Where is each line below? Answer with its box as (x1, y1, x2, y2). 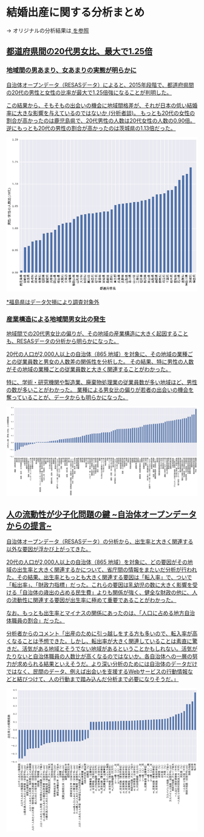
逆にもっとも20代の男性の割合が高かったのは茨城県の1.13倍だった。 (6, 124, 176, 131)
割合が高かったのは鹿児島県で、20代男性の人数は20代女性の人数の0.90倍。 (6, 117, 196, 124)
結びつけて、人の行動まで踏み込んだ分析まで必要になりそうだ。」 (16, 676, 179, 683)
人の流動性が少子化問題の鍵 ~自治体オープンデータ (6, 509, 197, 519)
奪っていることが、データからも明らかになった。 (6, 394, 129, 401)
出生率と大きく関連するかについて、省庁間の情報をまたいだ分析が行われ (16, 566, 197, 574)
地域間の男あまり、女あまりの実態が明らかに (6, 66, 137, 75)
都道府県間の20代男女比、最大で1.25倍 (6, 46, 153, 57)
